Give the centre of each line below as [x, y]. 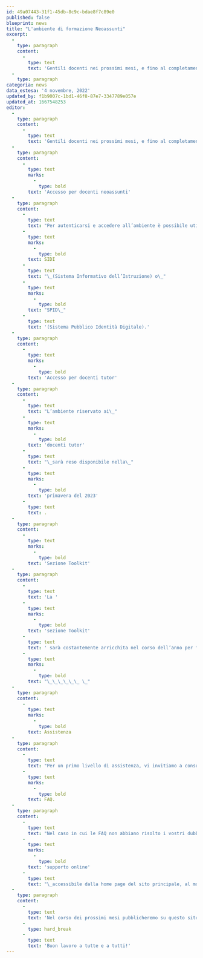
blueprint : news [27, 23]
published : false [28, 18]
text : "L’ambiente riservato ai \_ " [73, 412]
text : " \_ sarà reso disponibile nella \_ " [81, 462]
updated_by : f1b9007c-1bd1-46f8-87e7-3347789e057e [71, 96]
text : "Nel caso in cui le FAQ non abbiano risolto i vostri [107, 833]
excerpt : [17, 34]
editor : [16, 107]
